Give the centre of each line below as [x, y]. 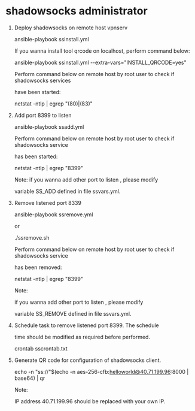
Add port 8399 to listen [43, 115]
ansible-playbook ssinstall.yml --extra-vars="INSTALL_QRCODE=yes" [100, 62]
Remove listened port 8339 [48, 203]
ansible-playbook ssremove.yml [54, 214]
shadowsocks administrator [77, 11]
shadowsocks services [42, 80]
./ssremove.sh [32, 237]
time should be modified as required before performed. [82, 337]
